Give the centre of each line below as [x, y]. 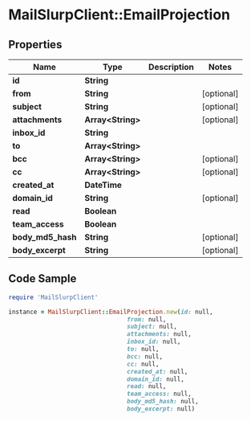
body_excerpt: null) [161, 409]
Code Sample [43, 279]
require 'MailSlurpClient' [53, 297]
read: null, [147, 386]
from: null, [147, 319]
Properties [35, 45]
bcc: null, [145, 356]
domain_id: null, [156, 379]
